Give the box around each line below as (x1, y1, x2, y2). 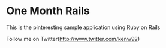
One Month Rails (6, 4, 90, 18)
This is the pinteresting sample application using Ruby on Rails (6, 24, 161, 31)
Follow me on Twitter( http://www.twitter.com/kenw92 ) (6, 35, 140, 42)
